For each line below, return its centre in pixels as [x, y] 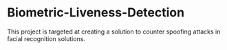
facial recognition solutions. [46, 38]
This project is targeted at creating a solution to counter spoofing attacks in [114, 32]
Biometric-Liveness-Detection [96, 13]
